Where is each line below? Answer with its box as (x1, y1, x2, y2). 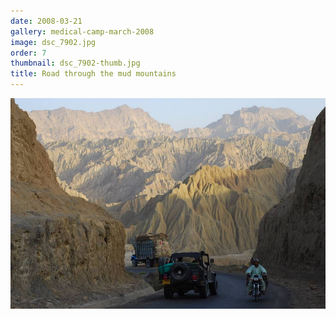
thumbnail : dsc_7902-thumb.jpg (10, 58, 141, 69)
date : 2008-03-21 (10, 16, 83, 26)
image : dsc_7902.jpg (10, 37, 97, 47)
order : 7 (10, 48, 47, 58)
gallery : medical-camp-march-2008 (10, 26, 155, 37)
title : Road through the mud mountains (10, 69, 177, 79)
